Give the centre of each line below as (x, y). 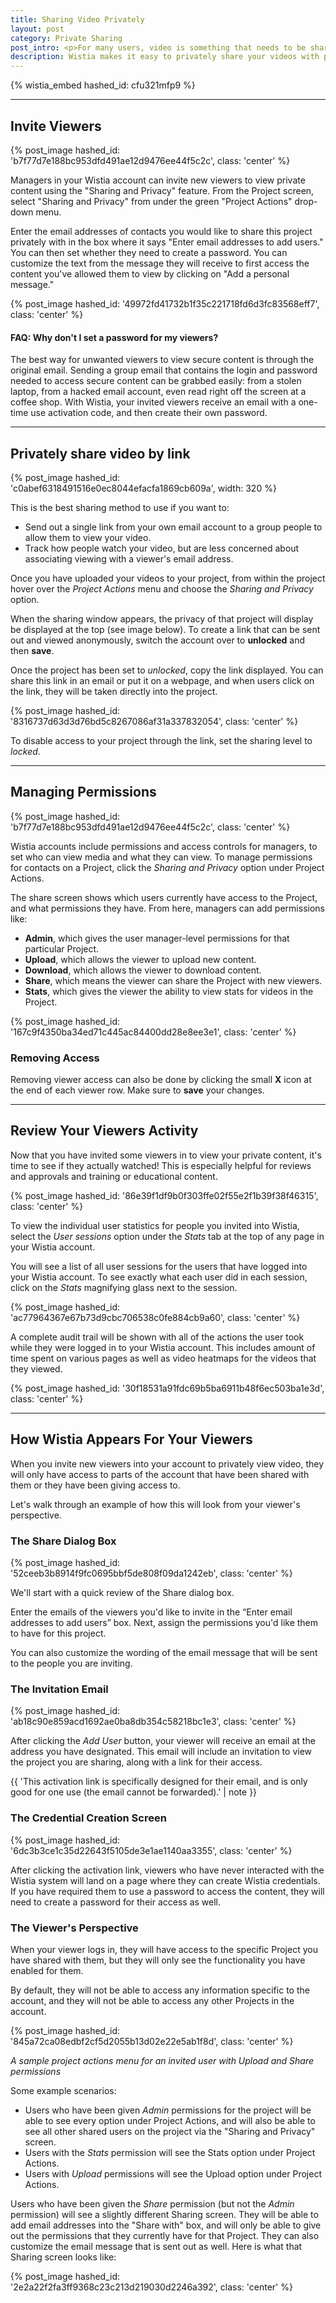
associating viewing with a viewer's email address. (129, 558)
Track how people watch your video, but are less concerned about (162, 548)
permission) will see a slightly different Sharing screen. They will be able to (164, 2214)
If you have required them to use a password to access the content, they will (167, 1891)
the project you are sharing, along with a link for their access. (136, 1762)
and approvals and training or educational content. (114, 1176)
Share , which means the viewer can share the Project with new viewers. (173, 980)
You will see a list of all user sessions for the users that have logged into (159, 1266)
